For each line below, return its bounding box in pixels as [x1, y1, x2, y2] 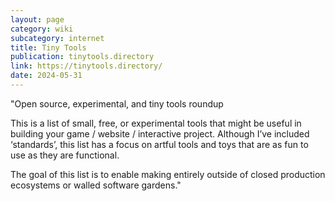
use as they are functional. [10, 149, 120, 161]
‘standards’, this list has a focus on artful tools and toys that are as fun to [10, 138, 309, 150]
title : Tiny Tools [10, 42, 87, 53]
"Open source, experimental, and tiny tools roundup [10, 97, 224, 110]
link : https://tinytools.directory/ [10, 61, 163, 71]
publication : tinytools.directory [10, 52, 155, 62]
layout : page [10, 14, 65, 25]
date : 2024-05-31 [10, 71, 83, 81]
